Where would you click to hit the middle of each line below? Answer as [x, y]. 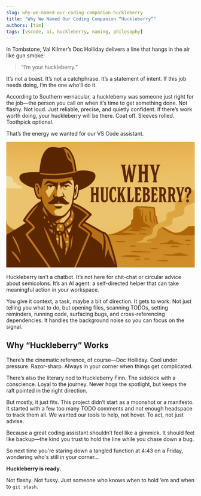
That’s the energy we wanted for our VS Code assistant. [75, 134]
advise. [15, 421]
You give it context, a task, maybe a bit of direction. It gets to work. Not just [99, 301]
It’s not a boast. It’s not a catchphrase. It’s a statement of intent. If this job [96, 79]
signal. [14, 326]
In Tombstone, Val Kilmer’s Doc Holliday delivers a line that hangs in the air [98, 49]
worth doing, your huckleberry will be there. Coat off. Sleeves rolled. [90, 116]
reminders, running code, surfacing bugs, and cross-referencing [86, 314]
